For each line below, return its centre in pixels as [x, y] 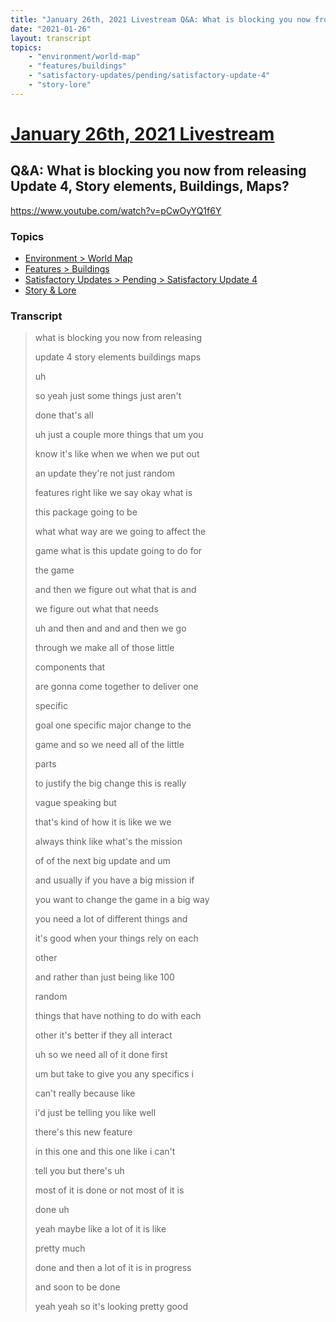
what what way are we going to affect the [120, 532]
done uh [52, 1210]
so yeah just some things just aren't [108, 396]
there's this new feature [83, 1132]
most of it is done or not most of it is [109, 1190]
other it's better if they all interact [103, 1035]
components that [70, 667]
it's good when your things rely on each [116, 938]
